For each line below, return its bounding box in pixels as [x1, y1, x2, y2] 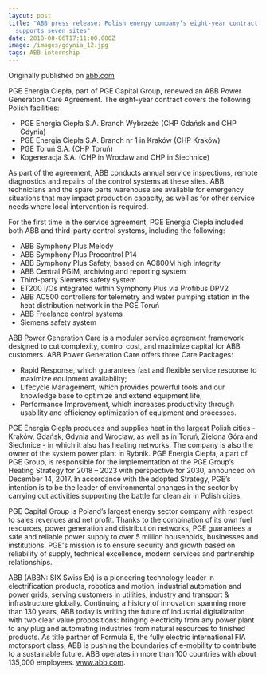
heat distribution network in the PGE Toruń [19, 301, 160, 310]
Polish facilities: [8, 103, 60, 112]
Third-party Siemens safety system [19, 275, 137, 284]
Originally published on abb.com [8, 71, 115, 80]
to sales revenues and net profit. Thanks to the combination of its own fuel [8, 515, 252, 524]
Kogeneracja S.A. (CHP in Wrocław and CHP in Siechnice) [19, 152, 210, 162]
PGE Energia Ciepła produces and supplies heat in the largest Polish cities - [8, 424, 256, 432]
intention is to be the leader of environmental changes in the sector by [8, 483, 239, 491]
